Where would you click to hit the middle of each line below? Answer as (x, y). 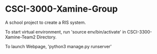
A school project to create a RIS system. (46, 22)
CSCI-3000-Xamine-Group (61, 9)
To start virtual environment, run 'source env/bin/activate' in (65, 32)
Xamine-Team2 (20, 37)
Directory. (47, 37)
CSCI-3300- (139, 32)
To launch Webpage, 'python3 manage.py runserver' (58, 46)
